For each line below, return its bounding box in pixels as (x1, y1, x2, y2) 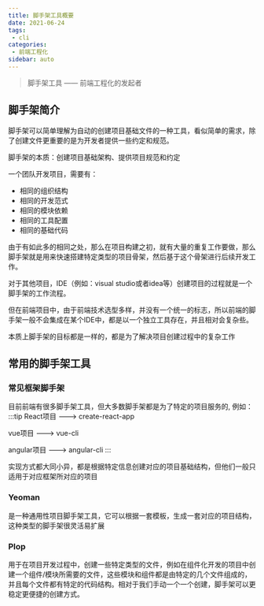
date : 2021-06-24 (8, 19, 65, 27)
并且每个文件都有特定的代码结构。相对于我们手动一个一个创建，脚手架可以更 (8, 579, 256, 589)
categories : (8, 41, 47, 49)
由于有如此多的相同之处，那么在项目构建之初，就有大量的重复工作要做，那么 (8, 242, 256, 251)
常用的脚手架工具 (8, 357, 91, 370)
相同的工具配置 (19, 215, 68, 225)
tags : (8, 26, 26, 34)
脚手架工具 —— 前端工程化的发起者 (27, 78, 142, 87)
